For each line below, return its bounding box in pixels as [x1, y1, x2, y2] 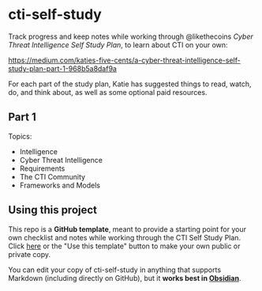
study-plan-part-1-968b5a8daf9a [8, 63, 117, 73]
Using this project [8, 203, 97, 217]
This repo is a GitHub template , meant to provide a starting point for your [8, 224, 247, 234]
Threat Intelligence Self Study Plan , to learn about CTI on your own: [8, 40, 228, 49]
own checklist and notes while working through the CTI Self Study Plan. [8, 232, 241, 242]
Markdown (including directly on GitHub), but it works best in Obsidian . [8, 273, 241, 282]
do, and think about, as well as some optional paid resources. [8, 87, 208, 96]
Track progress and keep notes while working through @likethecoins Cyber [8, 32, 254, 41]
